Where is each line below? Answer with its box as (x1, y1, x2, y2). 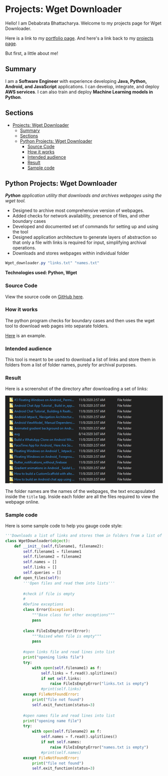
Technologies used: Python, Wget (5, 270, 77, 276)
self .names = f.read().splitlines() (40, 734, 117, 739)
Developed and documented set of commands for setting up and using (12, 223, 158, 229)
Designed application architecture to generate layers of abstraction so (12, 234, 157, 240)
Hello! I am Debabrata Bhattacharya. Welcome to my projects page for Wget (5, 20, 161, 26)
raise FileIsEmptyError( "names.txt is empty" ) (49, 744, 149, 750)
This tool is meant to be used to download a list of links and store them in (5, 356, 156, 362)
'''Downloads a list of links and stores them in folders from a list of (5, 533, 162, 538)
